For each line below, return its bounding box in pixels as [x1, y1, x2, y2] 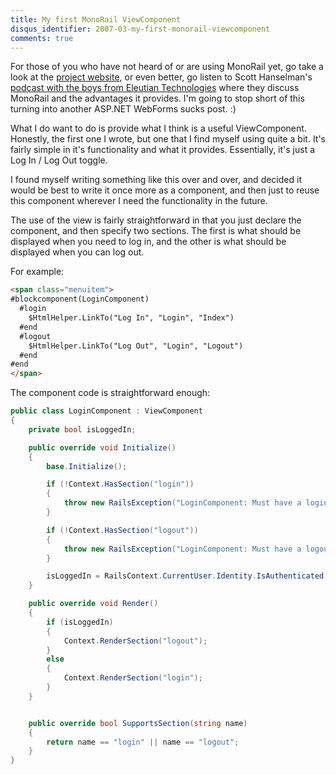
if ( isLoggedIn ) [46, 617, 114, 627]
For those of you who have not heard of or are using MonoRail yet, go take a [10, 61, 324, 73]
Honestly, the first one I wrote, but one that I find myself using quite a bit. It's [10, 133, 327, 145]
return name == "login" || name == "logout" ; [46, 737, 240, 747]
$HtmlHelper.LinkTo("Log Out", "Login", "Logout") [28, 341, 244, 351]
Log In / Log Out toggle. [10, 154, 108, 166]
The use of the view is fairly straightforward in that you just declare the [10, 214, 302, 226]
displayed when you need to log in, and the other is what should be [10, 236, 287, 248]
